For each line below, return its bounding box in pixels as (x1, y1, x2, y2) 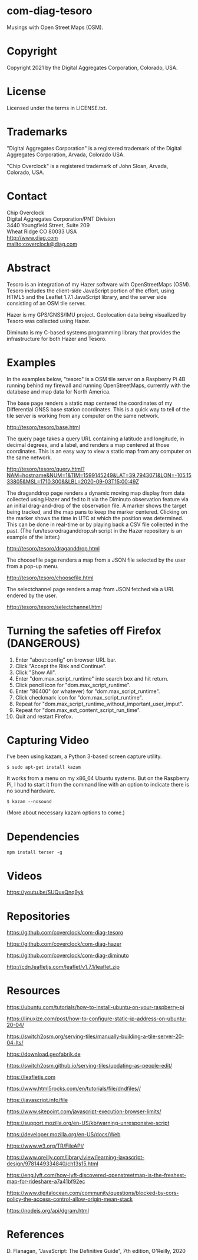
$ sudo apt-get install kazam (6, 765, 81, 771)
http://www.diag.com (6, 234, 58, 241)
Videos (6, 869, 42, 882)
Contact (6, 189, 47, 202)
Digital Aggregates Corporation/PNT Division (6, 215, 115, 223)
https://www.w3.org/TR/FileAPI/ (6, 1142, 84, 1149)
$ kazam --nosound (6, 799, 52, 805)
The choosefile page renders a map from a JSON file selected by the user (6, 556, 186, 563)
